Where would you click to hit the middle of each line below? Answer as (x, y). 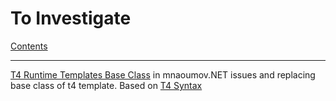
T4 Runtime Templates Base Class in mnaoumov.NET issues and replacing (163, 74)
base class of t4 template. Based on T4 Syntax (106, 85)
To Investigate (71, 18)
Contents (29, 46)
